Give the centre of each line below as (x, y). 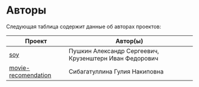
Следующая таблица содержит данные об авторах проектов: (84, 26)
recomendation (30, 75)
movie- (20, 68)
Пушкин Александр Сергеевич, (114, 51)
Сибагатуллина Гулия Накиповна (116, 71)
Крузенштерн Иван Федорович (114, 58)
